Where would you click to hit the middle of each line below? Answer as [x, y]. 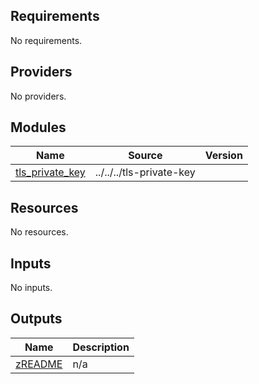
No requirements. [46, 40]
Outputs [36, 319]
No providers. [38, 96]
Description [101, 347]
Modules [38, 127]
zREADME [39, 364]
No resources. [39, 232]
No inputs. [31, 288]
